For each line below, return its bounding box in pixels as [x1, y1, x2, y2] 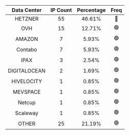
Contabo [16, 46, 37, 53]
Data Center [11, 7, 42, 13]
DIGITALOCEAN [8, 67, 46, 74]
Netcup [17, 99, 36, 106]
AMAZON [15, 35, 38, 43]
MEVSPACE [12, 88, 41, 95]
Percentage [76, 7, 106, 13]
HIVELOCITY [11, 78, 42, 85]
